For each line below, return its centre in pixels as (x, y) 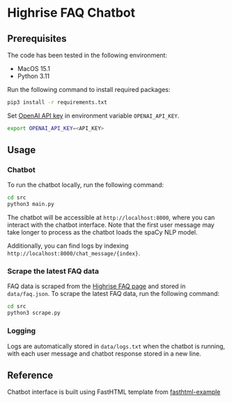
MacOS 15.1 (34, 69)
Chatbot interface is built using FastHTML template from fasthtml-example (114, 392)
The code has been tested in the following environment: (87, 55)
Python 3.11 (33, 76)
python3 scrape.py (34, 313)
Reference (30, 375)
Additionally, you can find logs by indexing (68, 246)
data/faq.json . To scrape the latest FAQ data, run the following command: (114, 294)
